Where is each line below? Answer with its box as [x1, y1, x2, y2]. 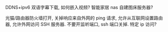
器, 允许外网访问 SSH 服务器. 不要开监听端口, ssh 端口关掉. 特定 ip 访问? [5, 21, 157, 27]
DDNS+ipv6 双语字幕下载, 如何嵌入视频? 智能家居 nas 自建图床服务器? [5, 4, 153, 10]
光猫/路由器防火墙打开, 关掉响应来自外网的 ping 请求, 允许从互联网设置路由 [5, 15, 163, 21]
